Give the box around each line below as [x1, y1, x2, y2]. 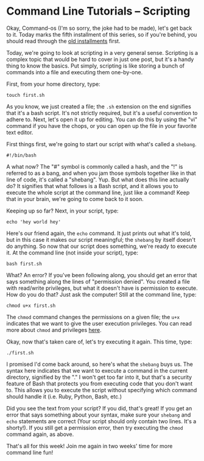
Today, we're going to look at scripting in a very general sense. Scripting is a [6, 49, 199, 56]
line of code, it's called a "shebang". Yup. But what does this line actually [6, 175, 189, 183]
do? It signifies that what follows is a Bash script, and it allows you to [6, 182, 178, 189]
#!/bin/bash [6, 152, 37, 158]
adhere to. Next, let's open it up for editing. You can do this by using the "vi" [6, 116, 198, 123]
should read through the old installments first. [6, 37, 121, 44]
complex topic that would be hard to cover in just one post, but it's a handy [6, 55, 194, 63]
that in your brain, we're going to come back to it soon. [6, 195, 144, 202]
